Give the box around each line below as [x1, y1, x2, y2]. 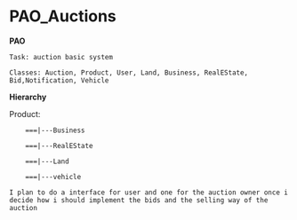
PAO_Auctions [9, 6, 117, 27]
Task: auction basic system [9, 52, 114, 61]
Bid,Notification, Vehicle [9, 75, 109, 85]
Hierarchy [9, 91, 47, 102]
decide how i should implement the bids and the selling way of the [9, 195, 269, 205]
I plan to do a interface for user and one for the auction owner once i [9, 188, 289, 197]
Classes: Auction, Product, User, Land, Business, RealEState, [9, 68, 249, 77]
